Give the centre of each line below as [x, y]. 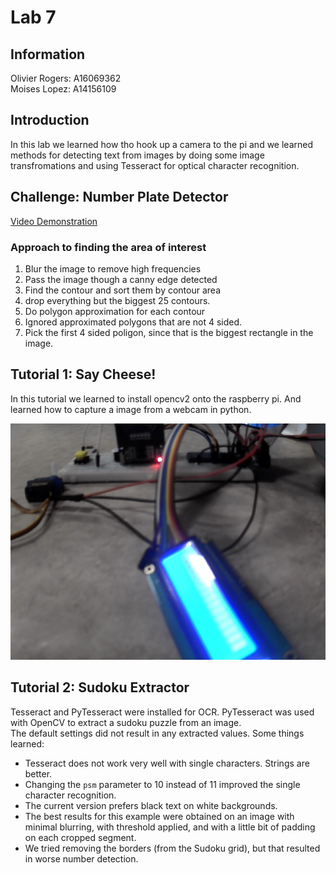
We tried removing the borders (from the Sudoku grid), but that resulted [172, 848]
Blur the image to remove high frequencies [113, 268]
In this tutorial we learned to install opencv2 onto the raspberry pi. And [156, 398]
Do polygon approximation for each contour [115, 311]
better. [38, 773]
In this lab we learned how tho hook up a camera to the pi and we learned [161, 144]
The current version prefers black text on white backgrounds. [151, 805]
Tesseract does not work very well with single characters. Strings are [167, 763]
